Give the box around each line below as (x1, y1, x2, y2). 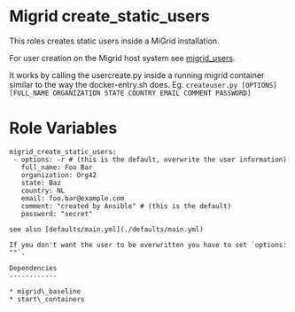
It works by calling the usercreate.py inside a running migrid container (9, 69, 265, 81)
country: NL (20, 186, 66, 195)
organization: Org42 (20, 170, 97, 179)
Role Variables (9, 118, 118, 138)
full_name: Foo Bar (20, 162, 93, 172)
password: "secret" (20, 209, 93, 218)
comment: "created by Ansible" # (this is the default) (20, 201, 232, 210)
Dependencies (9, 263, 58, 272)
